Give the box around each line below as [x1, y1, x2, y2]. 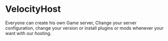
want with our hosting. [5, 30, 52, 36]
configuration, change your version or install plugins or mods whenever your [5, 25, 164, 31]
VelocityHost [5, 3, 61, 15]
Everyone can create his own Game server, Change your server [5, 20, 137, 26]
